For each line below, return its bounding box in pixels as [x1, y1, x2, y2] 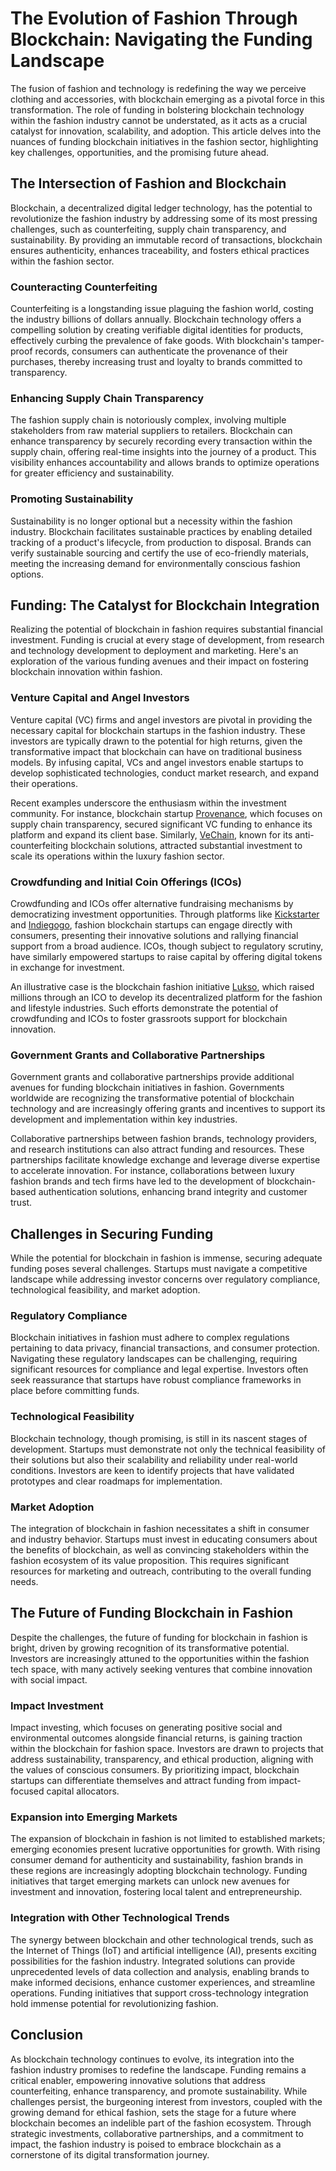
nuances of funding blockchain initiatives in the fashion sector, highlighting [10, 135, 319, 147]
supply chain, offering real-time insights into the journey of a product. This [10, 446, 317, 458]
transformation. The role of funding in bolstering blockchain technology [10, 103, 305, 116]
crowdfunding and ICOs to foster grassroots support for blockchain [10, 1013, 288, 1025]
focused [10, 1785, 45, 1797]
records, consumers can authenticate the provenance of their [34, 345, 288, 357]
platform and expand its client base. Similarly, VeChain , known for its [10, 828, 293, 841]
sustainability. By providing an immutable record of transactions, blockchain [10, 233, 323, 246]
